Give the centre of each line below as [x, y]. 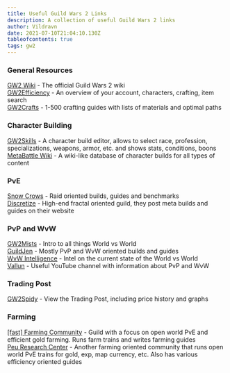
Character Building [40, 126]
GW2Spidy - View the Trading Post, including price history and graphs [108, 299]
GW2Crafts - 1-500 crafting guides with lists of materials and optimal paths [115, 108]
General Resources [40, 70]
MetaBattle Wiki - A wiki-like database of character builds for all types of [111, 155]
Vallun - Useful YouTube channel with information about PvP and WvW [108, 266]
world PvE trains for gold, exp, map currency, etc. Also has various [102, 354]
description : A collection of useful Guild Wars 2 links [91, 20]
